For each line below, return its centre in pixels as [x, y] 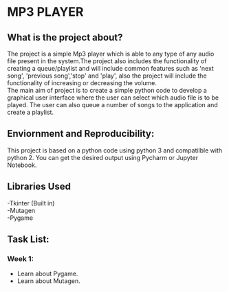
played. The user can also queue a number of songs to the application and [112, 105]
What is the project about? [65, 37]
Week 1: [21, 258]
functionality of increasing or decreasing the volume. [82, 83]
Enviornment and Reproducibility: [81, 134]
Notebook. [22, 165]
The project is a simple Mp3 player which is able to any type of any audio [111, 54]
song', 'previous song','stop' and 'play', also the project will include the [107, 76]
